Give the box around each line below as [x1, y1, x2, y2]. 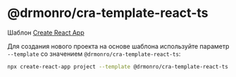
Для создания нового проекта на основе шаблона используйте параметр [7, 42, 230, 50]
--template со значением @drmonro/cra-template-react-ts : [7, 49, 181, 58]
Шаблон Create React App [7, 28, 85, 37]
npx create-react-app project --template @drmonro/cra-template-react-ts [7, 63, 229, 70]
